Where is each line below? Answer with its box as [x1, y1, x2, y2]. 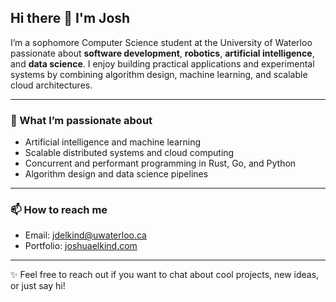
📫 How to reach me [10, 203, 108, 217]
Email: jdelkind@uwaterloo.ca [24, 229, 147, 241]
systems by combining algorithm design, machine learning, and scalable [10, 68, 308, 80]
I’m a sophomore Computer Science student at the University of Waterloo [10, 36, 313, 48]
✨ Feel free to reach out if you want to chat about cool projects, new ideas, [10, 269, 320, 281]
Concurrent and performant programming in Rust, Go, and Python [24, 157, 297, 170]
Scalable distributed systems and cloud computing [24, 147, 235, 159]
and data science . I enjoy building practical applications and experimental [10, 57, 315, 70]
